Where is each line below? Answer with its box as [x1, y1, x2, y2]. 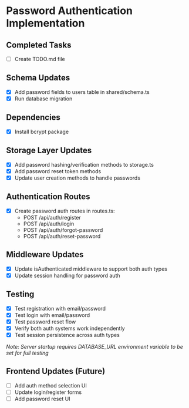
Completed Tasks [6, 40, 72, 50]
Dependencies [6, 113, 60, 123]
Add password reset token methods [14, 167, 102, 174]
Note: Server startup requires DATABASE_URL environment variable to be [6, 343, 184, 350]
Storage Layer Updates [6, 146, 92, 156]
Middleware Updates [6, 249, 84, 259]
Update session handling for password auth [14, 272, 120, 279]
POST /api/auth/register [23, 214, 81, 221]
